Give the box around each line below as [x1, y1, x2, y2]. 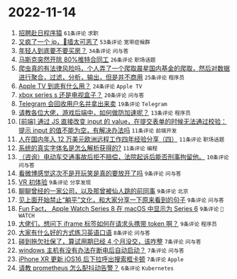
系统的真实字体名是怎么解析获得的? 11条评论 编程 [18, 143, 158, 152]
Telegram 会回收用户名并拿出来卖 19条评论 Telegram [18, 99, 167, 108]
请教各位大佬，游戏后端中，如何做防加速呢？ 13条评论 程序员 [18, 108, 191, 117]
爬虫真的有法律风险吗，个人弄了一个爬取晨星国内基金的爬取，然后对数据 [18, 64, 230, 72]
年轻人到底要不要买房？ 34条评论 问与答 [18, 46, 129, 55]
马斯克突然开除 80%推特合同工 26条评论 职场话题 [18, 55, 156, 64]
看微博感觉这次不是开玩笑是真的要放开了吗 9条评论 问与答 [18, 169, 182, 177]
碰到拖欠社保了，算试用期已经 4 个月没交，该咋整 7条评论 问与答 [18, 237, 202, 245]
